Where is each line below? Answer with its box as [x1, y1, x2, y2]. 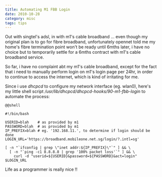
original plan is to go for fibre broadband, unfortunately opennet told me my [5, 39, 156, 45]
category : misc [5, 16, 36, 21]
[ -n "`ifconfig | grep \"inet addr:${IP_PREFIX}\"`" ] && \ [5, 146, 131, 150]
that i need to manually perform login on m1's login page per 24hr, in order [5, 69, 153, 75]
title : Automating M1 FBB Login [5, 7, 70, 12]
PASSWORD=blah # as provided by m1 [5, 124, 79, 129]
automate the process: [5, 94, 50, 100]
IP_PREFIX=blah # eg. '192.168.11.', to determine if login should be [5, 129, 150, 133]
